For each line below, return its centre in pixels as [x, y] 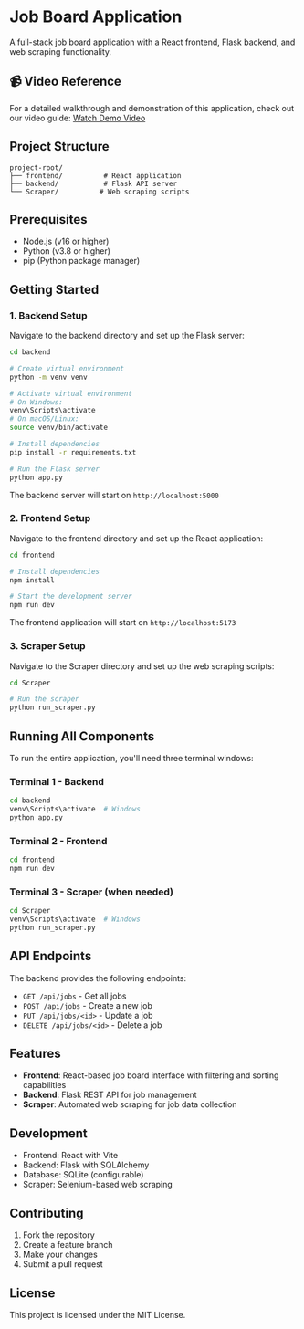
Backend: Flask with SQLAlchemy [86, 1165]
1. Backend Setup [49, 315]
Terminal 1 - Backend [57, 781]
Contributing [47, 1213]
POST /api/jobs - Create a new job [88, 1005]
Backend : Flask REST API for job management [110, 1095]
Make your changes [60, 1255]
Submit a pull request [63, 1264]
